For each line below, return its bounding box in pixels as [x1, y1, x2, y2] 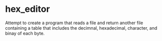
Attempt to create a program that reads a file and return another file [5, 20, 143, 26]
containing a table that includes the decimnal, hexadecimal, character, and [5, 25, 158, 31]
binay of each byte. [5, 30, 45, 36]
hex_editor [5, 3, 50, 15]
